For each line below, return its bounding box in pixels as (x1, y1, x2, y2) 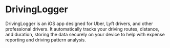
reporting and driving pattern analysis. (5, 37, 86, 43)
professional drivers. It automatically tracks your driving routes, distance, (5, 26, 160, 32)
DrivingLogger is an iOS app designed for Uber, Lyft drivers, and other (5, 20, 153, 27)
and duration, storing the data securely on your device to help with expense (5, 31, 165, 37)
